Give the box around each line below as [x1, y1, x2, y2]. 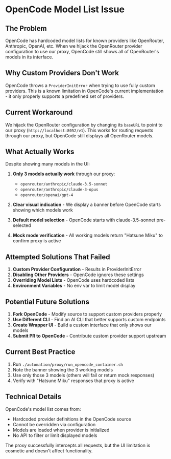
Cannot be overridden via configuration [12, 421, 96, 427]
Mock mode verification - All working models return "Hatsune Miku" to [12, 232, 163, 239]
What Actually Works [5, 148, 75, 156]
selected [12, 222, 32, 228]
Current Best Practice [5, 347, 76, 357]
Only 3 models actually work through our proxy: [12, 171, 115, 177]
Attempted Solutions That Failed [5, 253, 110, 261]
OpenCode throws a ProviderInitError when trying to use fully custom [5, 82, 155, 88]
